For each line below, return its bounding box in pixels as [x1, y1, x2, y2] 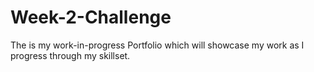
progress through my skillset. [10, 49, 131, 61]
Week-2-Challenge [10, 6, 172, 29]
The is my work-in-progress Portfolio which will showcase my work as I [10, 39, 305, 51]
